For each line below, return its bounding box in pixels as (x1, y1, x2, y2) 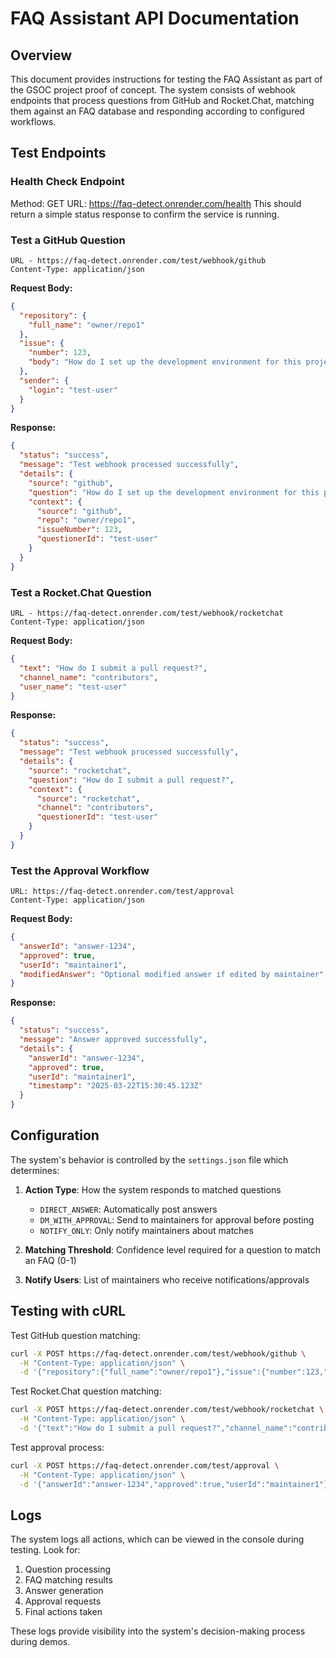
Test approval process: (10, 1441, 105, 1453)
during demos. (10, 1636, 71, 1648)
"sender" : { (19, 375, 70, 386)
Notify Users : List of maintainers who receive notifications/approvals (24, 1273, 310, 1286)
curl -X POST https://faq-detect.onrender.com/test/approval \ (10, 1460, 280, 1471)
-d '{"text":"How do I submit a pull (19, 1423, 177, 1434)
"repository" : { (19, 310, 87, 321)
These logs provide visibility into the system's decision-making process (10, 1625, 306, 1637)
